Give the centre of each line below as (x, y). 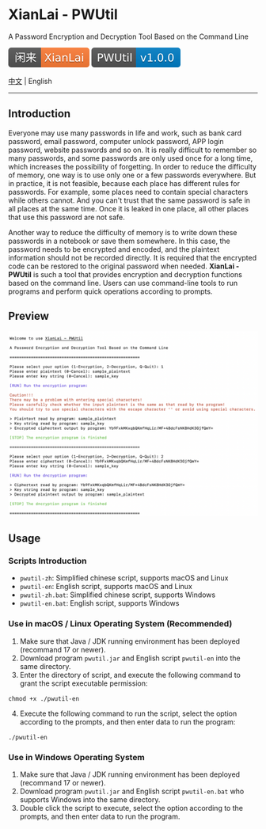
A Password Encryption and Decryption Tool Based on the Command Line (129, 36)
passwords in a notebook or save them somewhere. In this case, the (120, 241)
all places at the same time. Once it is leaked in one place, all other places (129, 208)
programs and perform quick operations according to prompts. (110, 291)
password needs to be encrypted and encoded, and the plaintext (114, 249)
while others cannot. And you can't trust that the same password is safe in (129, 200)
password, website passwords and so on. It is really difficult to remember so (133, 150)
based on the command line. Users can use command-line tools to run (123, 283)
